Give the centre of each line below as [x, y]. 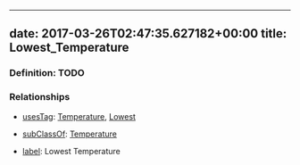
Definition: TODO [47, 73]
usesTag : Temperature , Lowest [79, 116]
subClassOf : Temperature [70, 134]
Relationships [40, 97]
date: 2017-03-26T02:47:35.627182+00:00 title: [148, 33]
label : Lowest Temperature [71, 151]
